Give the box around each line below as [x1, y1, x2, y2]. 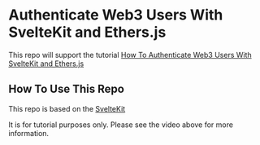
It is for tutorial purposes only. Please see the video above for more [8, 120, 234, 130]
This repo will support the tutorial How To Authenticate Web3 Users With [8, 50, 252, 59]
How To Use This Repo [8, 82, 124, 96]
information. [8, 128, 50, 138]
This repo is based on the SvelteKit [8, 103, 126, 113]
